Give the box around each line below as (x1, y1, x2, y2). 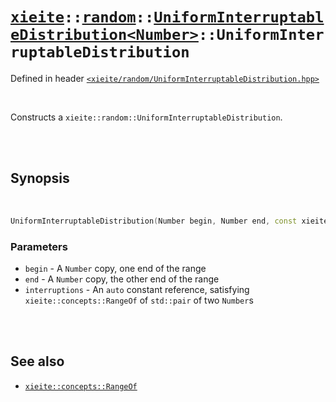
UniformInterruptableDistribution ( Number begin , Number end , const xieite (10, 216, 329, 226)
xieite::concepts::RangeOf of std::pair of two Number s (24, 294, 254, 306)
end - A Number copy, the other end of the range (24, 273, 220, 285)
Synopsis (10, 170, 70, 187)
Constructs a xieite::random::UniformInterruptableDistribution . (10, 111, 283, 123)
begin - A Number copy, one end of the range (24, 262, 207, 274)
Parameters (10, 239, 68, 253)
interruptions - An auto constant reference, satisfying (24, 283, 250, 295)
